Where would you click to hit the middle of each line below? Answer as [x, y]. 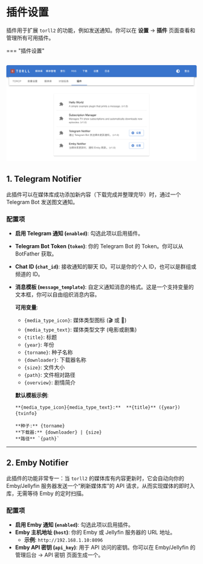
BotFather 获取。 [36, 254]
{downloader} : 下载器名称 [55, 359]
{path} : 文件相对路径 [50, 374]
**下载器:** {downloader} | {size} [58, 432]
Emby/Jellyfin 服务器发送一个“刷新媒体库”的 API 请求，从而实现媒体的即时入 [101, 485]
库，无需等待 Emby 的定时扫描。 [47, 493]
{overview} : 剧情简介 [50, 382]
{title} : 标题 [40, 337]
